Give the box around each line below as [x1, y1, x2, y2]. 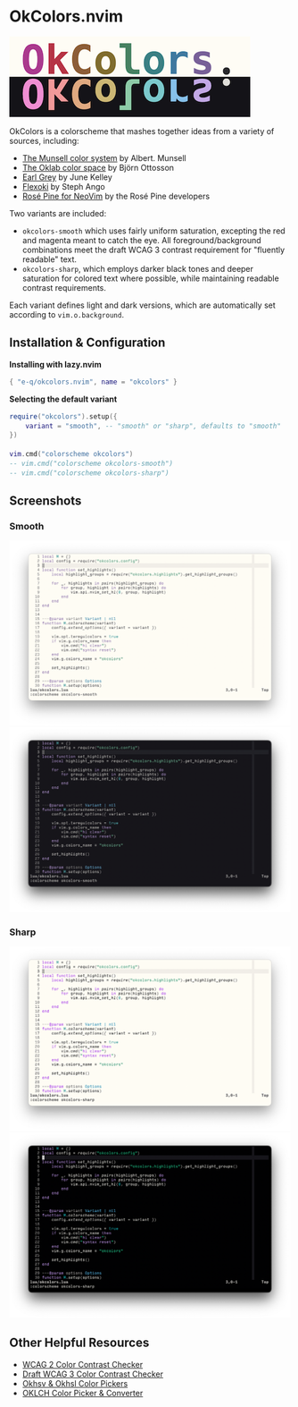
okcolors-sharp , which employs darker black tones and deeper [21, 263, 254, 274]
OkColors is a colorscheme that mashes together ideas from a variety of [9, 125, 275, 136]
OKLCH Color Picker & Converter [21, 1387, 144, 1398]
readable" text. [21, 253, 78, 265]
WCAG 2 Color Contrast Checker [21, 1359, 144, 1369]
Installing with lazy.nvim [9, 359, 102, 369]
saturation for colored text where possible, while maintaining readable [21, 273, 279, 284]
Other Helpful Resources [9, 1335, 150, 1351]
